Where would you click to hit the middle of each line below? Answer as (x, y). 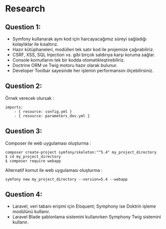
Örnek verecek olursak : (30, 98)
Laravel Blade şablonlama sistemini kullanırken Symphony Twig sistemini (87, 217)
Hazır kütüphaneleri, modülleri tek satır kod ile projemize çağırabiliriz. (83, 49)
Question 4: (24, 194)
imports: (14, 107)
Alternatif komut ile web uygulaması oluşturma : (54, 170)
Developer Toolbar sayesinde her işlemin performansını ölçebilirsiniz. (83, 71)
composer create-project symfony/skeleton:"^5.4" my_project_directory (81, 152)
